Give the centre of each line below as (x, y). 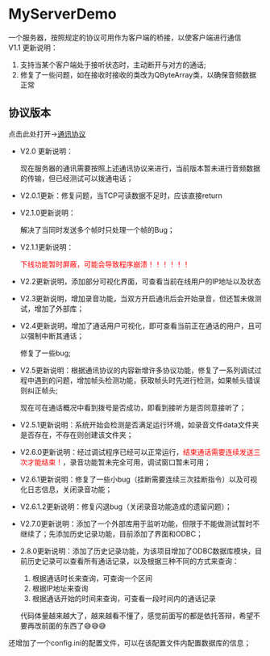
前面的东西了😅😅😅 (74, 625)
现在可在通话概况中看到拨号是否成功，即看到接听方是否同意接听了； (133, 407)
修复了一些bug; (45, 353)
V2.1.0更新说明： (48, 212)
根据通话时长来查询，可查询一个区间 (92, 578)
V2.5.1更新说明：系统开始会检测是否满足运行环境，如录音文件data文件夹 (139, 424)
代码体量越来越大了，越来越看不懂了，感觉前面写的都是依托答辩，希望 (137, 616)
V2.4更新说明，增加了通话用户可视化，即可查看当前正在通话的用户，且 (137, 326)
